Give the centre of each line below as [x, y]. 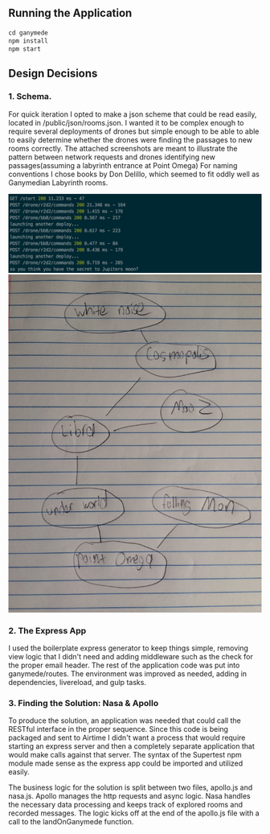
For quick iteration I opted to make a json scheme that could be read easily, [133, 114]
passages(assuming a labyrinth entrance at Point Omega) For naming [123, 165]
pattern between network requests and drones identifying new [112, 157]
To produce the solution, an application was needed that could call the [125, 720]
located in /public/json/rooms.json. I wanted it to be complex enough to [126, 122]
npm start [25, 49]
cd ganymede [28, 33]
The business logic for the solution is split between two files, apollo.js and [131, 787]
